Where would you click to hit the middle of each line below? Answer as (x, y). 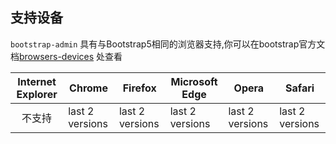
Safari (300, 88)
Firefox (139, 88)
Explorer (37, 94)
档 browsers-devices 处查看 (66, 56)
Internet (37, 81)
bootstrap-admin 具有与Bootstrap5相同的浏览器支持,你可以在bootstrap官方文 (168, 44)
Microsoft (194, 81)
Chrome (88, 88)
